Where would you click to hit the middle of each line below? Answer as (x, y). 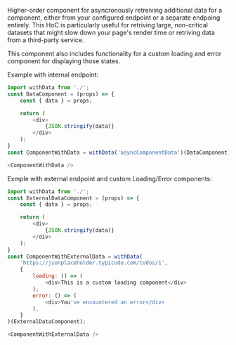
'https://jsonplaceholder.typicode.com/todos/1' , (94, 263)
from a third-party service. (46, 40)
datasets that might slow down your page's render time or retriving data (111, 32)
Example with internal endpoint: (53, 74)
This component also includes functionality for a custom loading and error (114, 53)
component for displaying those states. (64, 61)
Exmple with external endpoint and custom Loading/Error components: (110, 178)
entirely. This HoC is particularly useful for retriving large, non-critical (108, 25)
